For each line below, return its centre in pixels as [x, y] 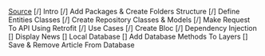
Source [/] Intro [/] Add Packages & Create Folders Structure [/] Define [124, 11]
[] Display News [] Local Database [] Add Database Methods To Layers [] [128, 36]
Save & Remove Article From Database [72, 45]
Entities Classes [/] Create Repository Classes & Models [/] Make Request [129, 20]
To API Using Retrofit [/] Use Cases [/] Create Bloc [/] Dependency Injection [132, 28]
